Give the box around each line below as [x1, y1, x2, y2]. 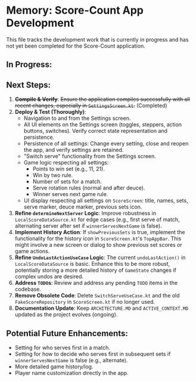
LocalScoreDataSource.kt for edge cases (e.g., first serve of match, [14, 216, 180, 223]
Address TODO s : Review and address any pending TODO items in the [14, 279, 178, 287]
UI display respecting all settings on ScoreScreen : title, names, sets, [23, 197, 189, 204]
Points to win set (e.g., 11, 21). [32, 165, 105, 173]
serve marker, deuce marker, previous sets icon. [23, 203, 142, 210]
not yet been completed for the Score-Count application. [6, 42, 145, 49]
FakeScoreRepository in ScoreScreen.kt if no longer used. [14, 299, 155, 306]
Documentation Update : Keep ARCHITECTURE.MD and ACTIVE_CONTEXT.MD [14, 305, 189, 312]
